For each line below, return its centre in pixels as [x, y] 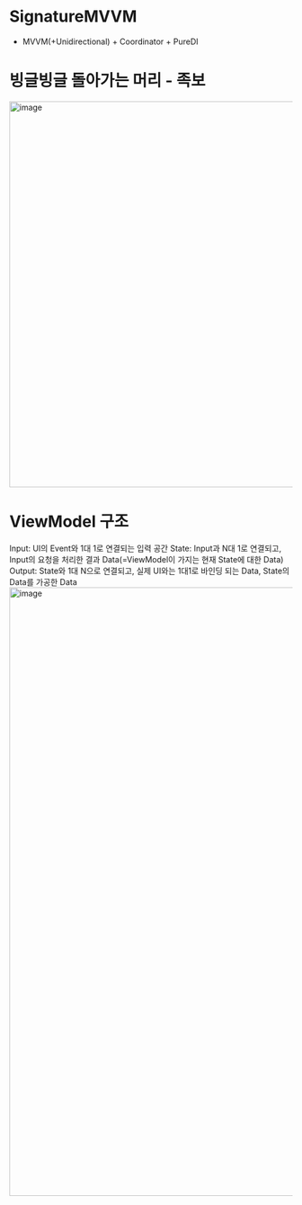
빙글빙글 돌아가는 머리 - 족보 [107, 81]
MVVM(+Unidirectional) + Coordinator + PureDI [111, 41]
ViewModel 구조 [69, 522]
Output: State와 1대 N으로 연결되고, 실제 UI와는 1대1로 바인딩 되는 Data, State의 [150, 571]
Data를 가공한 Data [44, 581]
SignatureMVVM [73, 17]
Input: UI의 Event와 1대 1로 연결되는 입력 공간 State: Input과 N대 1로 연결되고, [145, 548]
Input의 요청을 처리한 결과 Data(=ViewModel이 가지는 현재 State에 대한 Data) [147, 559]
